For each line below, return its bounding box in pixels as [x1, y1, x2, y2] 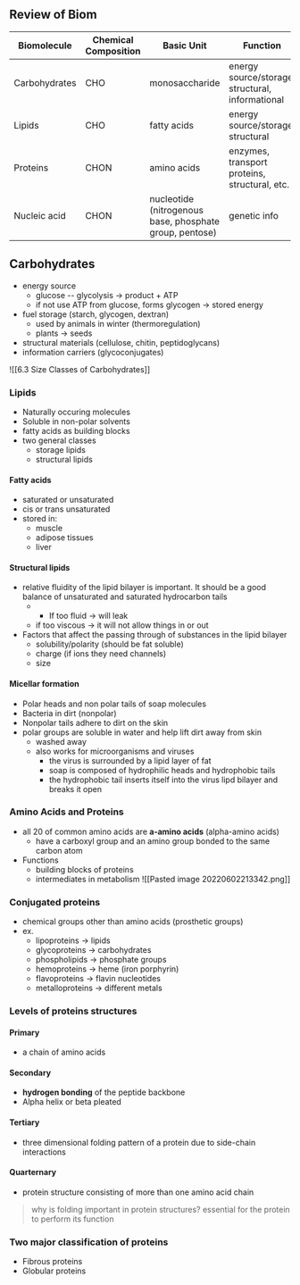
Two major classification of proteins [9, 1236, 169, 1248]
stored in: [21, 513, 58, 524]
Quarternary [9, 1167, 57, 1178]
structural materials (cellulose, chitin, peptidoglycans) [21, 337, 221, 347]
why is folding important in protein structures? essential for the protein [30, 1204, 290, 1214]
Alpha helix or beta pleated [21, 1097, 122, 1107]
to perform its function [30, 1214, 114, 1224]
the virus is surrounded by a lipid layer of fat [48, 755, 212, 766]
